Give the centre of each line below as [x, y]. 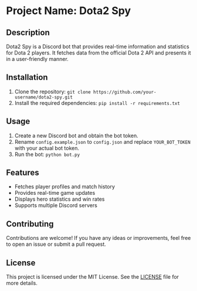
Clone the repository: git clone [52, 92]
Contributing [30, 224]
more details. [22, 283]
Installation [27, 77]
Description [28, 33]
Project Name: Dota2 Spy [69, 11]
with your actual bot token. [47, 148]
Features [23, 173]
